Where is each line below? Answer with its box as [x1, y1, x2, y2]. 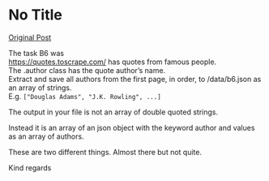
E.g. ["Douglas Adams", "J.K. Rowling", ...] [8, 91, 162, 101]
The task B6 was [8, 48, 65, 58]
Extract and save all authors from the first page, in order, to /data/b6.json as [8, 74, 262, 84]
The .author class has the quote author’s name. [8, 65, 166, 75]
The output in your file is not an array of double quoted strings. [8, 107, 219, 117]
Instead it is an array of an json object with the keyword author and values [8, 123, 255, 132]
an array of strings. [8, 83, 72, 93]
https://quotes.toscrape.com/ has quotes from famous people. [8, 57, 217, 67]
